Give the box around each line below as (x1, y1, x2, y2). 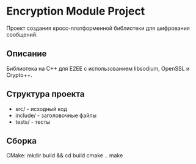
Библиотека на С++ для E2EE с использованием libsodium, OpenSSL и (6, 65, 190, 72)
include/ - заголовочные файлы (15, 112, 96, 119)
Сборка (6, 135, 37, 146)
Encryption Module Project (6, 4, 145, 18)
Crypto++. (6, 71, 32, 79)
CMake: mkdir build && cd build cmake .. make (6, 152, 123, 159)
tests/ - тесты (15, 118, 51, 126)
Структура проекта (6, 89, 85, 99)
